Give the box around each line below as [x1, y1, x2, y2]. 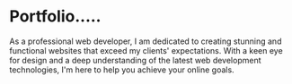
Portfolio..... [9, 6, 102, 27]
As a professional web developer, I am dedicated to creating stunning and [9, 36, 282, 46]
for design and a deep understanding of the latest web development [9, 55, 261, 65]
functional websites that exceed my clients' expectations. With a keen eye [9, 45, 283, 55]
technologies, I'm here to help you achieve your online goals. [9, 64, 235, 75]
